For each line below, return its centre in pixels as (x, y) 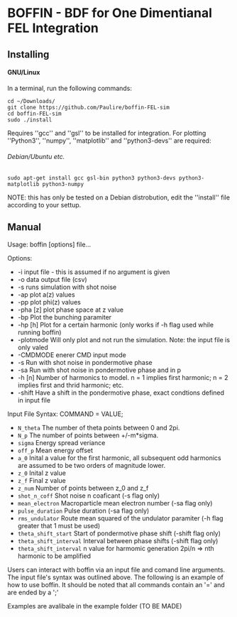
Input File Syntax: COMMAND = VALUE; (65, 414)
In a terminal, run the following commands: (70, 88)
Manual (24, 228)
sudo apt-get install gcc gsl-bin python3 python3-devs (92, 178)
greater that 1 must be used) (59, 525)
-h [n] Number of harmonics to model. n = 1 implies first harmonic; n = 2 (123, 377)
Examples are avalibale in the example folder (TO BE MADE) (95, 606)
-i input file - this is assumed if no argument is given (94, 272)
